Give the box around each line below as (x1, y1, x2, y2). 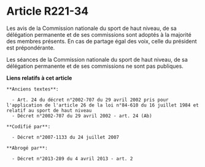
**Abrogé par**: (6, 145, 48, 151)
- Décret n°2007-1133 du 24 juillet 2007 (12, 134, 120, 140)
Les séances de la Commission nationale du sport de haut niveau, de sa (6, 56, 188, 63)
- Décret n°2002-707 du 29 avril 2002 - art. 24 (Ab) (12, 113, 152, 119)
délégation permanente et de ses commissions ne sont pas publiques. (6, 62, 184, 70)
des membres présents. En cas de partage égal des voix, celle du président (6, 37, 198, 45)
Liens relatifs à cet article (6, 74, 72, 81)
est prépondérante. (6, 44, 55, 51)
